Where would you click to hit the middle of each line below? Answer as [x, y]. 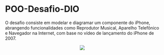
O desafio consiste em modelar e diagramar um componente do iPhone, [78, 23]
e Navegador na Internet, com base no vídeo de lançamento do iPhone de [80, 33]
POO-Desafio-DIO [42, 9]
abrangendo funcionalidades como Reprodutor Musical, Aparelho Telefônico [82, 27]
